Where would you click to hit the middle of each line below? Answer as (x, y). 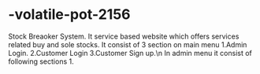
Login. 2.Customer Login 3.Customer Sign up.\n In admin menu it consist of (130, 53)
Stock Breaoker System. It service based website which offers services (124, 36)
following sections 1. (41, 61)
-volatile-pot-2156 (70, 15)
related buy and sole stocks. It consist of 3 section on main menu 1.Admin (128, 44)
